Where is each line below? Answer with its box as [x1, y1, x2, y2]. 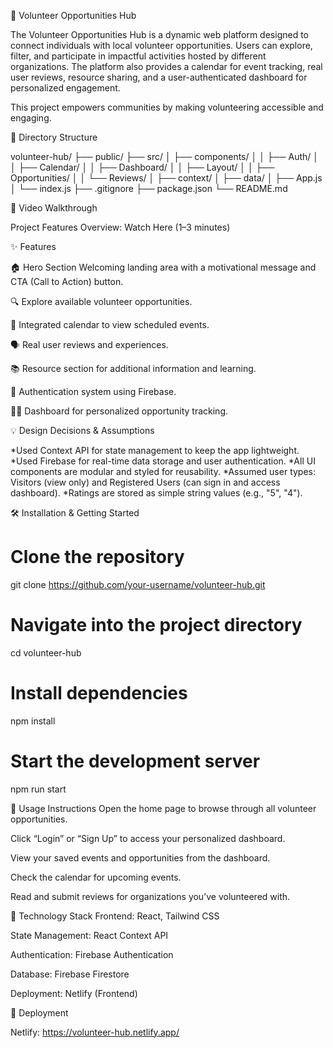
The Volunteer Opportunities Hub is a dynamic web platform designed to [10, 29, 310, 40]
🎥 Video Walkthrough [10, 202, 98, 214]
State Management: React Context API [10, 929, 169, 941]
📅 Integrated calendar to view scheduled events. [10, 319, 210, 330]
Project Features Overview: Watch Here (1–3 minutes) [10, 221, 231, 233]
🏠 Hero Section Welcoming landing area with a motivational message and [10, 261, 317, 273]
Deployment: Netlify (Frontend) [10, 987, 138, 999]
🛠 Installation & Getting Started [10, 507, 140, 519]
